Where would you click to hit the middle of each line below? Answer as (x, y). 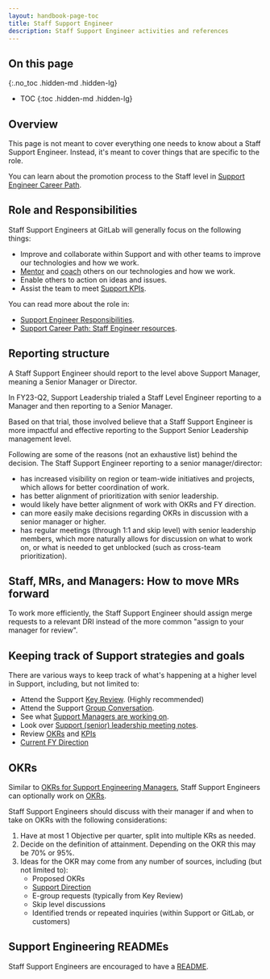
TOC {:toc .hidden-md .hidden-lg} (76, 99)
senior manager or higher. (63, 521)
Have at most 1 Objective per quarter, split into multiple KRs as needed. (138, 836)
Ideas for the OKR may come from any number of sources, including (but (141, 862)
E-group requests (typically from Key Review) (108, 896)
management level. (40, 439)
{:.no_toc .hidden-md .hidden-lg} (63, 83)
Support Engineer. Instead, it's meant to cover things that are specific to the (134, 152)
